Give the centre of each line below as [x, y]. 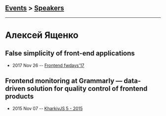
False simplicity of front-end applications [70, 53]
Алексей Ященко [42, 35]
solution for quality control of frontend [87, 89]
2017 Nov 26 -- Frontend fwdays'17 [48, 65]
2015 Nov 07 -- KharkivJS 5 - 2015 [47, 108]
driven [15, 89]
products [20, 96]
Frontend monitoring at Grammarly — [64, 81]
